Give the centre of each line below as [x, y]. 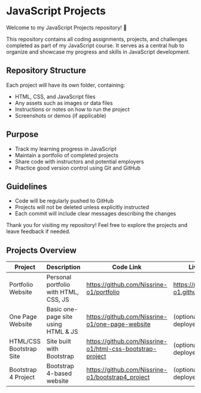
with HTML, [63, 292]
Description [63, 267]
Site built [59, 342]
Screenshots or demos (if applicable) [60, 115]
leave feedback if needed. [38, 232]
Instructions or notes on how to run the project [72, 109]
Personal [59, 277]
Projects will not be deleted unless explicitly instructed [82, 207]
